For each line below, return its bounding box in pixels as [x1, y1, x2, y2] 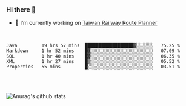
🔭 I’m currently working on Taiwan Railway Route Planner [15, 19, 158, 27]
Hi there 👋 [6, 5, 36, 14]
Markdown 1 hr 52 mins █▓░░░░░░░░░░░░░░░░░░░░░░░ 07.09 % [6, 48, 181, 54]
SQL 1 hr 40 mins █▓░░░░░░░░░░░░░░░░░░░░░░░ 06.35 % [6, 53, 181, 59]
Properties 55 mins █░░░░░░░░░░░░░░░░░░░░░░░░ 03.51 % [6, 64, 181, 70]
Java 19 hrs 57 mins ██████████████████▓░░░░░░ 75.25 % [6, 42, 181, 49]
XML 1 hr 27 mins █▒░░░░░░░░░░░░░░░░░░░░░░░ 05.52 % [6, 59, 181, 65]
